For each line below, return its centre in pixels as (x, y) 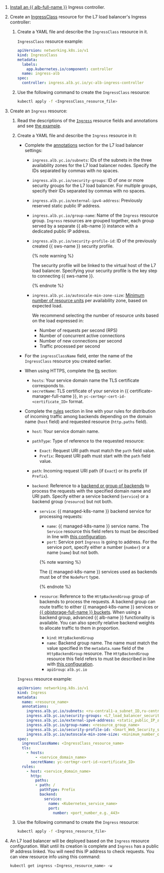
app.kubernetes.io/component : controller (70, 69)
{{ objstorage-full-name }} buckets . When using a (90, 612)
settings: (33, 150)
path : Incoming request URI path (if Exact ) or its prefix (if (90, 471)
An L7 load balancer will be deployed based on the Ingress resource (80, 841)
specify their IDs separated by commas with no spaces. (89, 190)
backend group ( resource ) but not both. (72, 501)
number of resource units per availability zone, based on (90, 300)
